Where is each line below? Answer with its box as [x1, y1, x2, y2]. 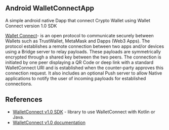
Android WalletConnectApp [5, 4, 95, 13]
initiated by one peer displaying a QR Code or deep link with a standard [5, 59, 154, 65]
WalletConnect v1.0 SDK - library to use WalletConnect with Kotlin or [12, 108, 155, 115]
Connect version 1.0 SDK [5, 23, 57, 29]
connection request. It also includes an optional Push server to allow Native [5, 70, 162, 76]
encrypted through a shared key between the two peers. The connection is [5, 54, 161, 60]
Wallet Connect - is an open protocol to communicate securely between [5, 32, 154, 38]
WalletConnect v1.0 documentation [12, 119, 86, 125]
